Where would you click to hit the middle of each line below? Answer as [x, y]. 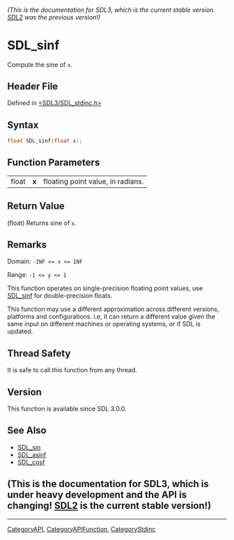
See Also [27, 430]
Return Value [36, 206]
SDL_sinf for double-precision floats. [60, 296]
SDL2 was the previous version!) [54, 17]
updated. [20, 331]
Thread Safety [39, 353]
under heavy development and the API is [97, 495]
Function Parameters [54, 162]
